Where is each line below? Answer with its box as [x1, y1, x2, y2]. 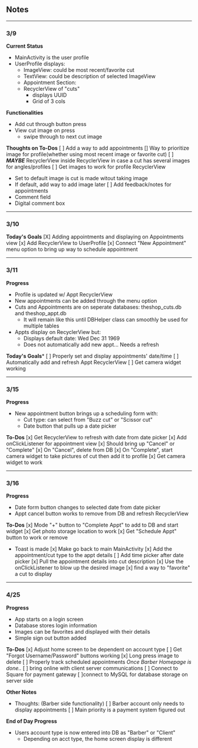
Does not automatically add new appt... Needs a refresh [23, 341, 159, 348]
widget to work [6, 459, 43, 466]
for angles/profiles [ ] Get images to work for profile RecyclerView [6, 163, 166, 170]
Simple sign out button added [14, 634, 87, 641]
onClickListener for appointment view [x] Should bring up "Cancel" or [6, 440, 175, 447]
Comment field [14, 194, 51, 201]
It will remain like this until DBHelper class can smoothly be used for [23, 316, 189, 323]
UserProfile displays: [14, 60, 65, 67]
